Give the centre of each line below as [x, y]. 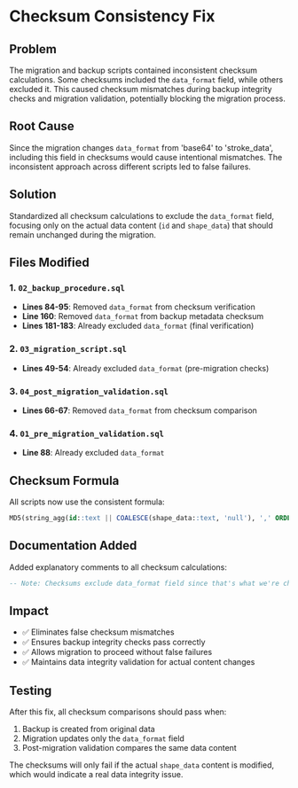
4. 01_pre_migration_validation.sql [86, 433]
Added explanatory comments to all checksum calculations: [118, 567]
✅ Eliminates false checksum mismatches [98, 632]
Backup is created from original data [88, 729]
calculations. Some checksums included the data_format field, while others [146, 80]
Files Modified [50, 263]
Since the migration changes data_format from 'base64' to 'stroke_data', [141, 147]
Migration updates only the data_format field [103, 738]
